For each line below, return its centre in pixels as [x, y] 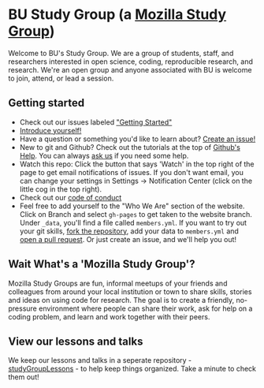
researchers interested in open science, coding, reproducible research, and [131, 62]
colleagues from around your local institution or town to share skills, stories [130, 291]
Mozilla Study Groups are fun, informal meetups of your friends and [118, 283]
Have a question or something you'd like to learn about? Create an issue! [138, 139]
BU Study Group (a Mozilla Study [117, 15]
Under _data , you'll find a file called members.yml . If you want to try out [133, 222]
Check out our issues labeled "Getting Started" [96, 122]
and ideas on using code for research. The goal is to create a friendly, [121, 300]
